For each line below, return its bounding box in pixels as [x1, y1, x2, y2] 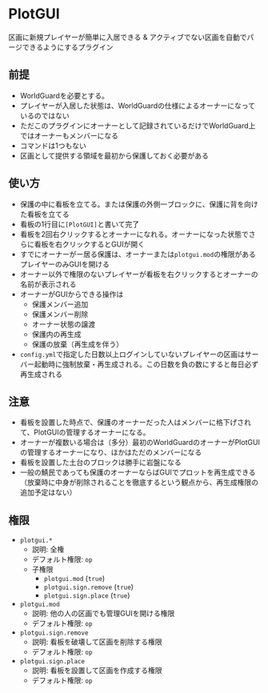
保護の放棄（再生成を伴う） [31, 339, 124, 349]
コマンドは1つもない [19, 141, 86, 150]
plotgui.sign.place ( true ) [43, 591, 130, 600]
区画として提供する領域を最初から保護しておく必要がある [19, 150, 210, 160]
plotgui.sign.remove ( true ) [43, 582, 134, 592]
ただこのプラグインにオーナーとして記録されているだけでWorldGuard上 [19, 121, 256, 130]
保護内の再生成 [31, 329, 82, 338]
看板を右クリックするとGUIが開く [34, 239, 146, 249]
